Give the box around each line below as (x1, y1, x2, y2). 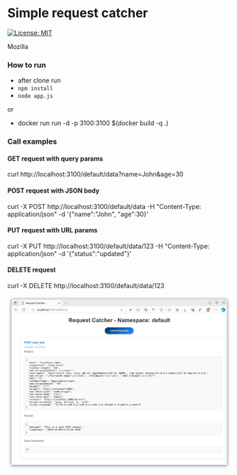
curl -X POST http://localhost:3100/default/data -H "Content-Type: (7, 202, 202, 210)
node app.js (17, 92, 53, 100)
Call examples (7, 137, 57, 146)
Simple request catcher (7, 5, 148, 21)
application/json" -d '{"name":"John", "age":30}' (7, 210, 149, 218)
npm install (17, 85, 53, 92)
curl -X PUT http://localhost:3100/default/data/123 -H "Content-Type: (7, 242, 210, 250)
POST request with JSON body (7, 186, 100, 195)
